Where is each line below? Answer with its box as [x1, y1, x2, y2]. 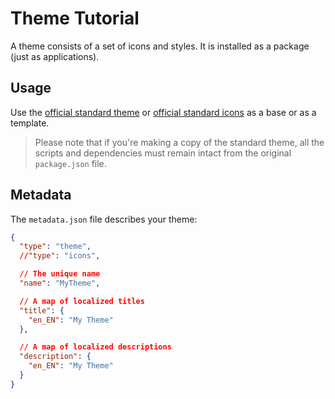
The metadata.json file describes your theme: [10, 213, 198, 225]
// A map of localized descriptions [19, 342, 172, 352]
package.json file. [34, 157, 107, 169]
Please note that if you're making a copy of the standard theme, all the [34, 136, 325, 148]
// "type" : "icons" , [19, 251, 101, 261]
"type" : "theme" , [19, 242, 92, 252]
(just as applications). [10, 50, 100, 62]
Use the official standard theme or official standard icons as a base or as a [10, 106, 317, 118]
